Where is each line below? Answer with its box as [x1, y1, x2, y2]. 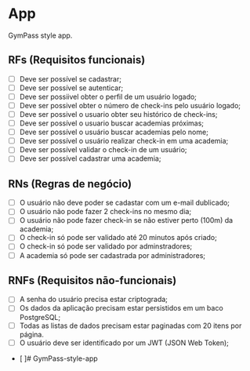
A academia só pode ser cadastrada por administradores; [19, 250, 206, 260]
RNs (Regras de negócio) [8, 177, 132, 191]
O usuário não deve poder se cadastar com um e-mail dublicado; [19, 198, 230, 208]
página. [19, 329, 45, 339]
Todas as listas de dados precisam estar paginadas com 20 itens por [19, 321, 242, 330]
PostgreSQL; [19, 312, 61, 322]
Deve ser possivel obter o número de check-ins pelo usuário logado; [19, 100, 241, 110]
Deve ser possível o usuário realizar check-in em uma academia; [19, 136, 229, 146]
